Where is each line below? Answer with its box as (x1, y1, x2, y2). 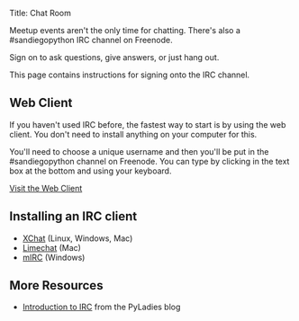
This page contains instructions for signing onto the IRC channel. (9, 69, 250, 80)
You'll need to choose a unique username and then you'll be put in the (9, 146, 269, 156)
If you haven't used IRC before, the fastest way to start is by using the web (9, 119, 286, 129)
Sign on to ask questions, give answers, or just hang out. (9, 52, 220, 62)
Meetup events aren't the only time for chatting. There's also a (9, 25, 241, 35)
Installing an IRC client (9, 209, 138, 224)
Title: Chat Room (9, 8, 72, 18)
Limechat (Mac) (22, 242, 81, 253)
